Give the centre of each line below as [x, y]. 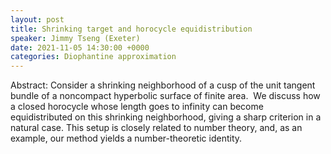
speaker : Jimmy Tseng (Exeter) [75, 38]
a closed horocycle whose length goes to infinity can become [137, 107]
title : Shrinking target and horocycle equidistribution [131, 29]
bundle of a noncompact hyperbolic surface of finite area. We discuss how [165, 96]
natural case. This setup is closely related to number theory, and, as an [156, 128]
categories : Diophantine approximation [93, 57]
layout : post [37, 19]
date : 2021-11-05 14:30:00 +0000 [80, 47]
